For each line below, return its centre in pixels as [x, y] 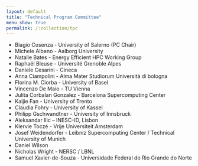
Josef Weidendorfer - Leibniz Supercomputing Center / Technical [95, 133]
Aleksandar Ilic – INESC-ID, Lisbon [56, 120]
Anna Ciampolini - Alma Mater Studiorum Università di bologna [91, 76]
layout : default [26, 12]
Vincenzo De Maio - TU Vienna [52, 89]
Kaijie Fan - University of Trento [53, 102]
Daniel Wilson [31, 145]
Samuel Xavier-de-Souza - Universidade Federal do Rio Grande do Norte [103, 158]
